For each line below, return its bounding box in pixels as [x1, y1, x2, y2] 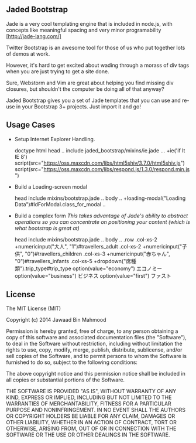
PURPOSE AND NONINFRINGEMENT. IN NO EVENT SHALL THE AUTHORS [6, 407, 186, 414]
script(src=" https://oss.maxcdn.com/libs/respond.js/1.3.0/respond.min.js [14, 165, 190, 172]
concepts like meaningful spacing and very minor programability [6, 26, 161, 33]
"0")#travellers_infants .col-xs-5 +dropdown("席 [14, 257, 132, 264]
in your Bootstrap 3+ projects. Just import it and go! [16, 103, 142, 110]
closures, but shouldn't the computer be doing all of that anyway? [6, 85, 165, 93]
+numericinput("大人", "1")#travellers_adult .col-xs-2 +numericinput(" [14, 243, 183, 250]
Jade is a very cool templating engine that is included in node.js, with [6, 20, 173, 27]
